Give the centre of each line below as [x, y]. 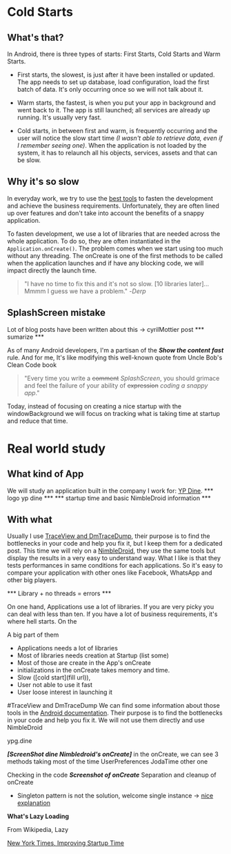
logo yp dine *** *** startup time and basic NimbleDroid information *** [109, 498]
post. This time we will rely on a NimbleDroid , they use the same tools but [111, 551]
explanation [33, 803]
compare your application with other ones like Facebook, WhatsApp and [110, 573]
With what [30, 520]
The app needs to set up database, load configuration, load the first [113, 82]
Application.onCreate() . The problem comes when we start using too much [115, 248]
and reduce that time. [38, 421]
